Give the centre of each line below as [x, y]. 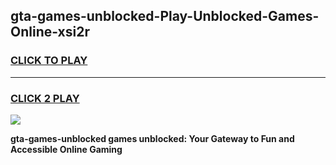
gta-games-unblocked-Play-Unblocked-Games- [165, 16]
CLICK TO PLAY [49, 61]
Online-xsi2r [50, 32]
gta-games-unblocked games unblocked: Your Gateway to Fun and [152, 138]
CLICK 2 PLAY [45, 98]
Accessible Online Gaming [66, 149]
